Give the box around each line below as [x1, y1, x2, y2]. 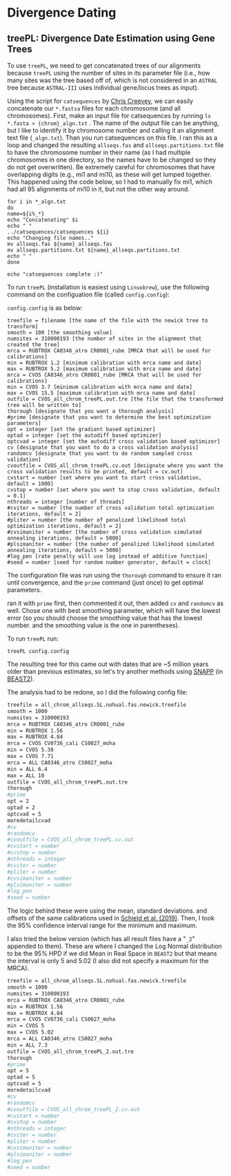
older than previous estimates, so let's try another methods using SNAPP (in [7, 667, 223, 675]
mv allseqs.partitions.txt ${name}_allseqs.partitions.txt [7, 247, 181, 254]
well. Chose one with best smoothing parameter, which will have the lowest [7, 607, 221, 614]
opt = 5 [7, 1068, 30, 1074]
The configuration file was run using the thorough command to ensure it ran [7, 571, 222, 579]
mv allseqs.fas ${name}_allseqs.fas [7, 240, 112, 247]
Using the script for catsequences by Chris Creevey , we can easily [7, 97, 193, 105]
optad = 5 [7, 1074, 36, 1081]
